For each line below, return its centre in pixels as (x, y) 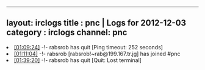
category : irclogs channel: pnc (67, 33)
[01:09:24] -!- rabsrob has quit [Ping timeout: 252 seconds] (89, 47)
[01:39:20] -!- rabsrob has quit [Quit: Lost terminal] (78, 60)
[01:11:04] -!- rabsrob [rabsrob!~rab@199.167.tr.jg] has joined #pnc (98, 54)
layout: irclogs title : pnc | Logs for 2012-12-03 (96, 23)
